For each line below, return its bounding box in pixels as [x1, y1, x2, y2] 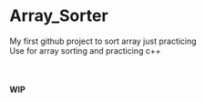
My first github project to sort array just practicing [9, 36, 198, 46]
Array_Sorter [9, 5, 108, 26]
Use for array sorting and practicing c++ [9, 45, 161, 56]
